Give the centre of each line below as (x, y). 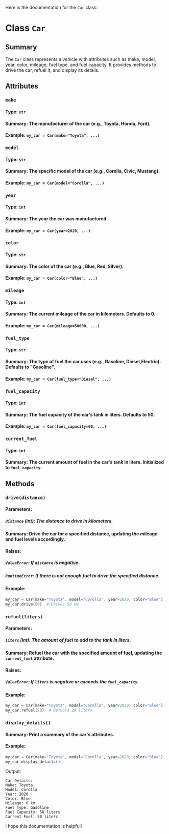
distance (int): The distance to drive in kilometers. (59, 521)
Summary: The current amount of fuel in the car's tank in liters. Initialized (85, 462)
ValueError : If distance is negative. (43, 562)
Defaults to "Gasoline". (30, 367)
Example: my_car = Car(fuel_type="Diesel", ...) (58, 379)
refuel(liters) (24, 617)
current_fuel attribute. (30, 658)
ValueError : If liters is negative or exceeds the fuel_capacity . (72, 682)
